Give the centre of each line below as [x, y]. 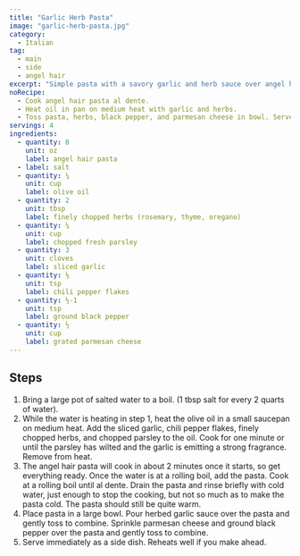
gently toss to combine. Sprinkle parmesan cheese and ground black [149, 523]
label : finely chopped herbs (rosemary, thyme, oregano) [133, 217]
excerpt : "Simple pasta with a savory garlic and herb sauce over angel [147, 84]
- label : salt [43, 167]
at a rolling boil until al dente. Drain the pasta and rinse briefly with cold [153, 484]
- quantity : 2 [43, 201]
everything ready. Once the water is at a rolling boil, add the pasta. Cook [155, 476]
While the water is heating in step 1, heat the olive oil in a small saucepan [156, 418]
